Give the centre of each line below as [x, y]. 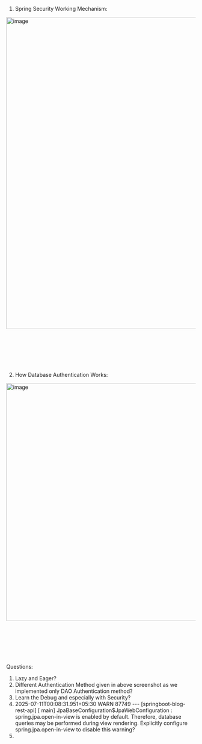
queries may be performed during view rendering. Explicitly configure [101, 723]
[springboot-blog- [163, 704]
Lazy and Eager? [36, 678]
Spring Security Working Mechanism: [61, 9]
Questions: [20, 667]
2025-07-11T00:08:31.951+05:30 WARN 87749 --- [77, 704]
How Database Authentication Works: [61, 375]
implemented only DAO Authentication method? [74, 691]
